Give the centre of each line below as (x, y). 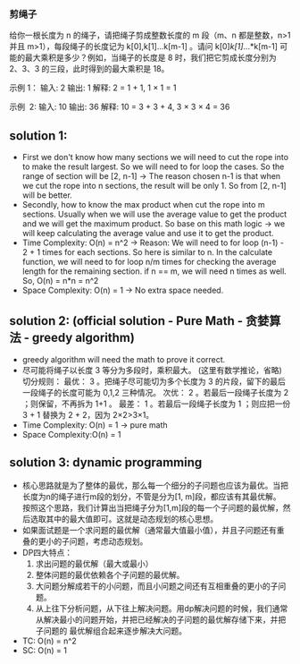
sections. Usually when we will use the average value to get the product (154, 214)
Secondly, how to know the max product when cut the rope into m (143, 205)
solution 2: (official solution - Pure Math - (126, 321)
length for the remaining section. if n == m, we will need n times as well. (154, 271)
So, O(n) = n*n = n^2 (60, 281)
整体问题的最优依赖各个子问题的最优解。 (110, 575)
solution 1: (38, 136)
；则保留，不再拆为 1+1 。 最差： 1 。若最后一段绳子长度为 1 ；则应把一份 (156, 404)
